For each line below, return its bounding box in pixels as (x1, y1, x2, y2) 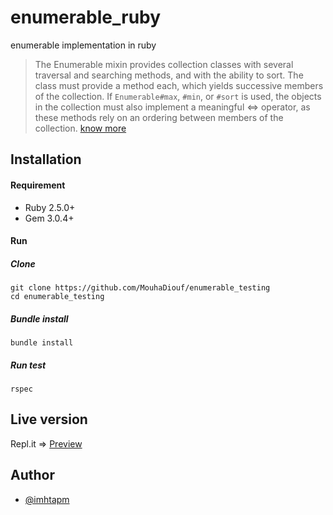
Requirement (10, 179, 66, 191)
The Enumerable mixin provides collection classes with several (34, 58, 294, 70)
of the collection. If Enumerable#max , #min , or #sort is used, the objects (34, 90, 322, 102)
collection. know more (34, 122, 127, 134)
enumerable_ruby (10, 6, 162, 29)
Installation (10, 151, 82, 168)
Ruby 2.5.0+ (24, 201, 76, 213)
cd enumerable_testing (10, 292, 105, 302)
